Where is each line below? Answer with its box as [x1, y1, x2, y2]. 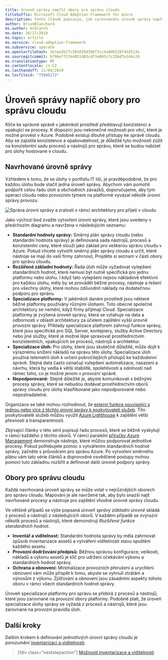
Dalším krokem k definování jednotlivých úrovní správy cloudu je [5, 634, 138, 640]
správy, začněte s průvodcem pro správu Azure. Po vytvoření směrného [5, 448, 153, 454]
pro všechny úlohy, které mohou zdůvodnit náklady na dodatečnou [12, 285, 150, 291]
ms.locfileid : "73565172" [5, 73, 59, 78]
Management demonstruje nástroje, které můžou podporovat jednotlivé [5, 437, 152, 444]
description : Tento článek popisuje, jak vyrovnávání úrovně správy [5, 17, 151, 22]
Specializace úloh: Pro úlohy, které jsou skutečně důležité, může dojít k [12, 344, 160, 350]
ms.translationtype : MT [5, 59, 55, 64]
